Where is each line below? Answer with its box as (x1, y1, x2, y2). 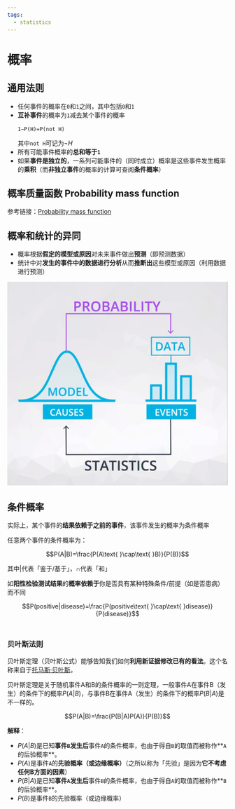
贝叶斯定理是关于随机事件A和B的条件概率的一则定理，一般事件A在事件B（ (7, 680, 220, 688)
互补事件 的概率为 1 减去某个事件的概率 (17, 111, 125, 119)
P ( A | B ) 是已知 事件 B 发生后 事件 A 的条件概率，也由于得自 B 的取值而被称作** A (17, 741, 227, 749)
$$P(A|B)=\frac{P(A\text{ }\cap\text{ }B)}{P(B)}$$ (45, 550, 190, 559)
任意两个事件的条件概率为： (7, 536, 87, 545)
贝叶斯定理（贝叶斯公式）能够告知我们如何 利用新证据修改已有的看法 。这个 (7, 656, 222, 665)
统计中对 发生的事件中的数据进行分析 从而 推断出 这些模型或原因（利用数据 (17, 259, 226, 267)
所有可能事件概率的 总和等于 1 (17, 147, 101, 156)
